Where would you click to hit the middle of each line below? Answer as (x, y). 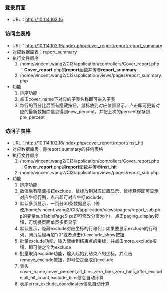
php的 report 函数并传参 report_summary (95, 70)
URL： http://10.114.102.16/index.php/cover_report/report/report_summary (87, 45)
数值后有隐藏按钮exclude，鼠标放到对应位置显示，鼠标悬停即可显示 (89, 191)
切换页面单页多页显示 (55, 222)
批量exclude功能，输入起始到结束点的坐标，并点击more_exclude (86, 241)
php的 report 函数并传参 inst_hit (85, 167)
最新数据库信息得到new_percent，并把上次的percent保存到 (89, 111)
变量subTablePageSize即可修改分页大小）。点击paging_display (91, 216)
